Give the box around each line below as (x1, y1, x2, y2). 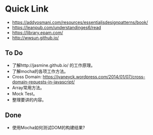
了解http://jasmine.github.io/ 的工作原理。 (12, 62, 95, 68)
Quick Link (5, 3, 49, 15)
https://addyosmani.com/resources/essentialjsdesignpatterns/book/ (12, 19, 148, 25)
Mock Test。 (12, 90, 38, 96)
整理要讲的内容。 (12, 97, 46, 103)
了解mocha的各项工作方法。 (12, 68, 69, 74)
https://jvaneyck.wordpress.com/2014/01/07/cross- (43, 74, 145, 79)
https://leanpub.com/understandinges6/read (12, 24, 101, 30)
